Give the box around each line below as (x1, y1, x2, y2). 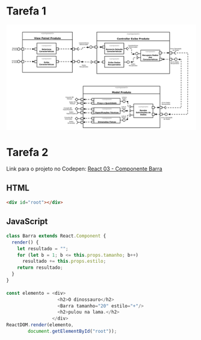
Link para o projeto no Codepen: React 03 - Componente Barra (6, 165, 162, 172)
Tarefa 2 (6, 145, 49, 159)
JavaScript (6, 216, 48, 227)
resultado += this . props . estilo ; (22, 258, 107, 265)
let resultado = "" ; (17, 245, 69, 251)
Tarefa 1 (6, 4, 46, 18)
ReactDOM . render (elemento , (6, 322, 74, 328)
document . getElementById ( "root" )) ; (28, 329, 117, 335)
